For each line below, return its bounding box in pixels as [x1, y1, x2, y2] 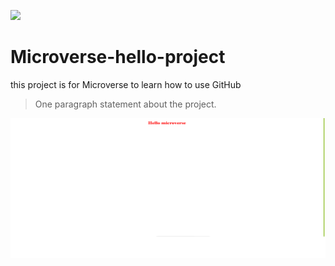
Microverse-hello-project [10, 46, 226, 69]
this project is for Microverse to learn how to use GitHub [10, 78, 242, 90]
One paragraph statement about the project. [34, 98, 217, 110]
